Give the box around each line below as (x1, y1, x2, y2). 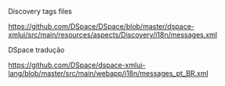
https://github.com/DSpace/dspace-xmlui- (8, 60, 147, 70)
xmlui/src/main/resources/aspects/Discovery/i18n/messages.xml (8, 30, 218, 39)
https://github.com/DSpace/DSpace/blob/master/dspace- (8, 22, 194, 30)
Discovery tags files (8, 7, 72, 16)
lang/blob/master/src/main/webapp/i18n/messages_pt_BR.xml (8, 69, 209, 77)
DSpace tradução (8, 45, 65, 54)
